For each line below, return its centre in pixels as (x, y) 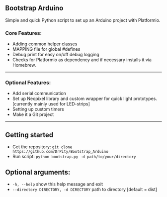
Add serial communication (39, 94)
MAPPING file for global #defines (46, 49)
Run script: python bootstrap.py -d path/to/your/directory (74, 157)
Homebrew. (24, 65)
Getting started (29, 135)
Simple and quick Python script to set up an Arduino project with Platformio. (83, 20)
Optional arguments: (38, 172)
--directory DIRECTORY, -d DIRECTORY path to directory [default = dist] (85, 190)
